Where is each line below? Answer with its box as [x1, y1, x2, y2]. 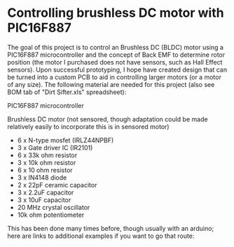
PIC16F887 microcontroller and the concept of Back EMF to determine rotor [7, 51, 226, 59]
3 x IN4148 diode [17, 173, 67, 182]
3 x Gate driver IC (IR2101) [17, 143, 93, 152]
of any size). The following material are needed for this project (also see [7, 80, 215, 88]
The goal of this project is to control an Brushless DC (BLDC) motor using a [7, 43, 224, 51]
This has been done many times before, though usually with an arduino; [7, 224, 214, 232]
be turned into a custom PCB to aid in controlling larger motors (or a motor [7, 72, 222, 81]
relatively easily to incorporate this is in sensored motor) [7, 122, 170, 131]
